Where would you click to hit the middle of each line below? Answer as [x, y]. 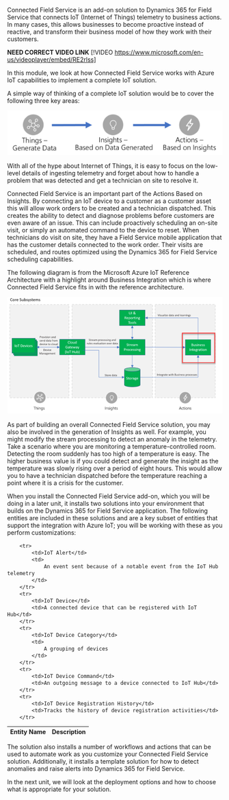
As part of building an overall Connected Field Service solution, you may [109, 424]
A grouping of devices [76, 649]
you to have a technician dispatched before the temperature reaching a [107, 475]
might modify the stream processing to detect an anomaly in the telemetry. [112, 439]
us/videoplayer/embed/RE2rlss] [52, 60]
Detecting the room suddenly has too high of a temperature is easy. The [108, 453]
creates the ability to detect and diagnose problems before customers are [111, 215]
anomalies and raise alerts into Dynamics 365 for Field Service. [96, 768]
